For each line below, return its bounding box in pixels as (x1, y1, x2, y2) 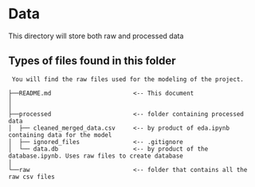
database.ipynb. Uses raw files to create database (8, 152, 183, 160)
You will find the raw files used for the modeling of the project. (11, 75, 245, 84)
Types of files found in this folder (8, 54, 177, 68)
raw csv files (8, 173, 56, 181)
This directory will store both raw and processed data (8, 31, 184, 41)
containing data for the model (8, 131, 112, 139)
